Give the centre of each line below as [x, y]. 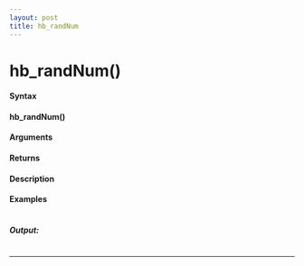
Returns [25, 158]
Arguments [31, 137]
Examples [28, 199]
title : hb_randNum [44, 26]
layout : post [34, 18]
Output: [24, 230]
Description [32, 179]
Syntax [23, 96]
